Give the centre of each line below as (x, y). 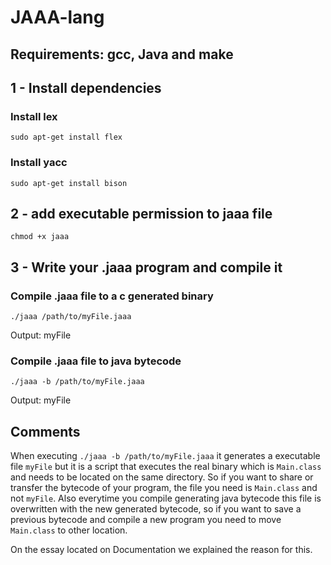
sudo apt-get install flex (66, 137)
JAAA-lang (57, 17)
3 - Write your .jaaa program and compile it (146, 267)
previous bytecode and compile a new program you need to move (146, 520)
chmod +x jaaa (40, 237)
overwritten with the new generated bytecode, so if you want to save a (156, 509)
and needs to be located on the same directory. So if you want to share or (162, 477)
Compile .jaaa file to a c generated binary (112, 296)
